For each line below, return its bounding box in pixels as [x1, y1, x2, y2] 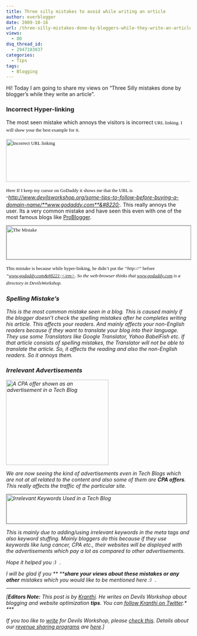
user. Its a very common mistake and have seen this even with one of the [6, 207, 182, 214]
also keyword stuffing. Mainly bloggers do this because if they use [6, 535, 167, 542]
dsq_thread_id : [6, 42, 43, 47]
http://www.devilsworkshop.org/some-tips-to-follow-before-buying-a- [8, 194, 179, 201]
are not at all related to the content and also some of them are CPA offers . [6, 476, 186, 483]
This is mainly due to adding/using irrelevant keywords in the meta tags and [6, 529, 190, 536]
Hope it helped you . [6, 559, 61, 566]
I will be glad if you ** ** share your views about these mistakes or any [6, 570, 179, 577]
